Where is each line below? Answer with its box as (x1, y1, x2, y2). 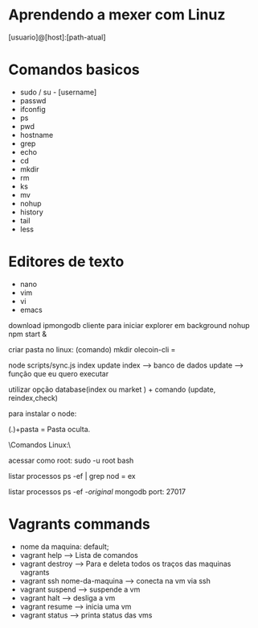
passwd (19, 95, 47, 106)
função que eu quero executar (8, 368, 109, 378)
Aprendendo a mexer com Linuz (8, 6, 226, 24)
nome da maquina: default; (19, 542, 109, 551)
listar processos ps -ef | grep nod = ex (8, 471, 136, 480)
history (19, 207, 44, 217)
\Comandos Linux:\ (8, 439, 71, 449)
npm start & (8, 329, 47, 339)
